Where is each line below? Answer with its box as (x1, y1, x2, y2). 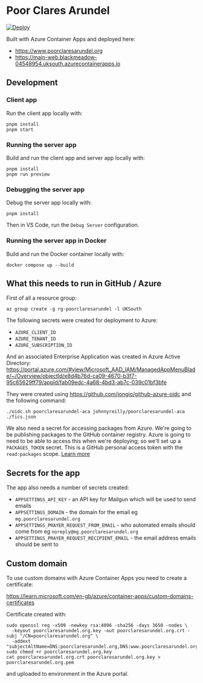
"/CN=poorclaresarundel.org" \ (19, 633, 98, 639)
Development (6, 78, 59, 88)
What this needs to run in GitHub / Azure (6, 278, 162, 288)
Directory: (6, 360, 31, 367)
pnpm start (6, 127, 34, 133)
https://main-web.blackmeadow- (14, 53, 98, 61)
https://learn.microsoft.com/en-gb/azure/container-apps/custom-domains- (6, 592, 194, 599)
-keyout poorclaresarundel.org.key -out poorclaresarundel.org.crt (11, 627, 185, 633)
